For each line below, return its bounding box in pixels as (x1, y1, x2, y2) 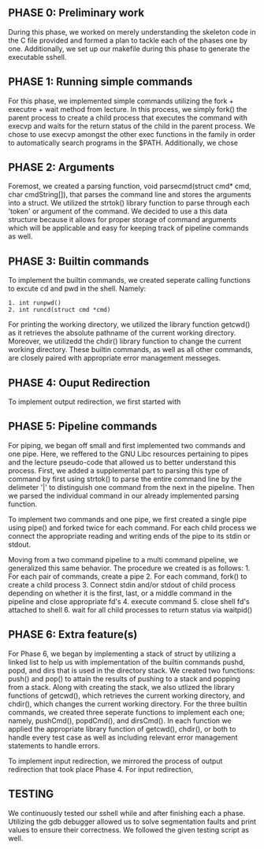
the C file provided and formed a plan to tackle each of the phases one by (8, 35, 248, 45)
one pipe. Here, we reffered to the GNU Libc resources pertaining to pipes (8, 449, 249, 458)
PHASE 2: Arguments (8, 161, 115, 174)
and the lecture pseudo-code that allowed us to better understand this (8, 457, 236, 467)
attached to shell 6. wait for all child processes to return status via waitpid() (8, 605, 253, 614)
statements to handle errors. (8, 740, 100, 751)
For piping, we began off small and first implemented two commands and (8, 440, 246, 450)
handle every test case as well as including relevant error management (8, 732, 238, 742)
